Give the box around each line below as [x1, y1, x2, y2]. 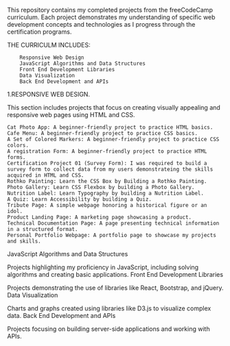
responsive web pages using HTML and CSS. [7, 111, 135, 119]
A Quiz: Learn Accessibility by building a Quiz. [7, 196, 152, 203]
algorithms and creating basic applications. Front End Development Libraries [7, 271, 224, 278]
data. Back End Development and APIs [7, 312, 116, 319]
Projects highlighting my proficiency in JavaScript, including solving [7, 263, 199, 271]
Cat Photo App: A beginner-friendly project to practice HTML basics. [7, 124, 214, 131]
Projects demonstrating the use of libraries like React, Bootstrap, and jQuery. [7, 284, 224, 292]
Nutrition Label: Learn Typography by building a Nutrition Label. [7, 190, 205, 197]
